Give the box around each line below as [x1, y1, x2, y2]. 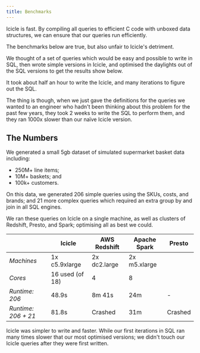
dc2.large [91, 261, 119, 269]
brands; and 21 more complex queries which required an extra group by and [6, 197, 192, 205]
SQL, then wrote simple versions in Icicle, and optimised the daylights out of [6, 61, 193, 68]
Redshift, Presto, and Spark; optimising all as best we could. [6, 221, 154, 228]
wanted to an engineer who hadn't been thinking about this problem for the [6, 103, 190, 110]
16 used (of [51, 270, 85, 278]
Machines [9, 257, 37, 265]
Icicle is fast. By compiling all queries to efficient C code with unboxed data [6, 25, 190, 32]
